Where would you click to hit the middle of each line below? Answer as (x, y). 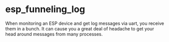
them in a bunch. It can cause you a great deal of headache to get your (80, 28)
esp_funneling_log (45, 9)
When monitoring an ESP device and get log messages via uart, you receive (85, 23)
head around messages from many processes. (54, 34)
